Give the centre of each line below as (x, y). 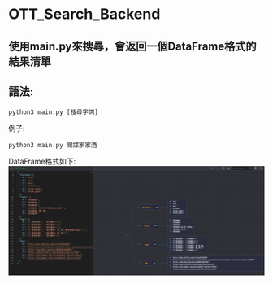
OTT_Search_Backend (84, 14)
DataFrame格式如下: (42, 162)
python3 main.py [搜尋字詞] (54, 112)
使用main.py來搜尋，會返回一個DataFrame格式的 (133, 46)
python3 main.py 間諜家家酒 (53, 146)
